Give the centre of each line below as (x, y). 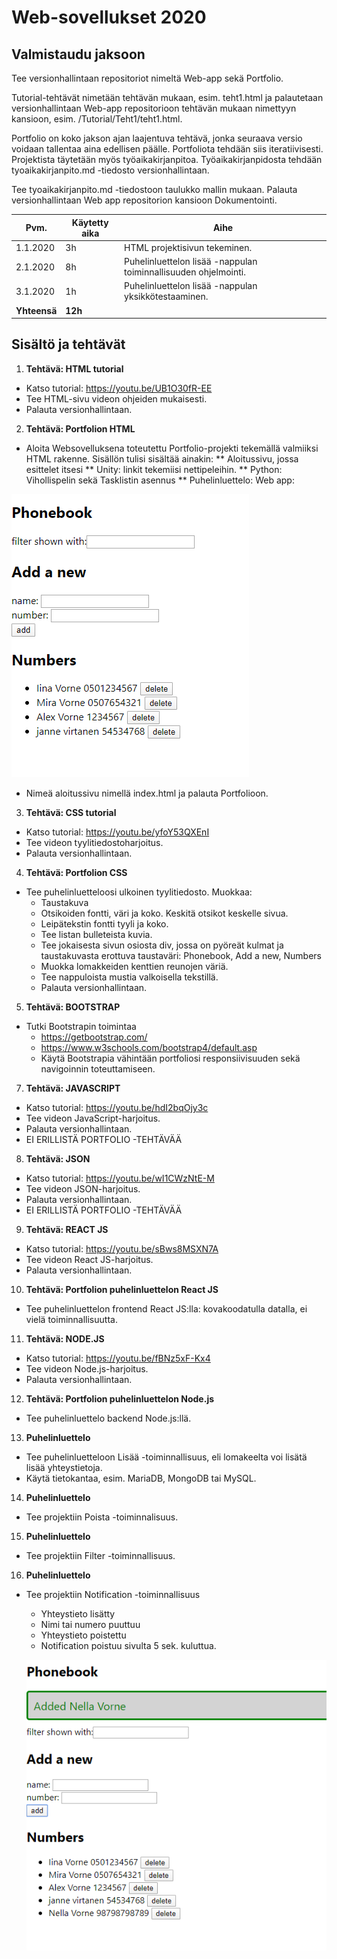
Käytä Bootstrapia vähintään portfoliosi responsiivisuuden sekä (170, 1058)
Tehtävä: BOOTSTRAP (73, 1007)
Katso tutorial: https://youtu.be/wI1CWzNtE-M (120, 1178)
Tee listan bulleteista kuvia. (96, 934)
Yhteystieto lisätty (78, 1613)
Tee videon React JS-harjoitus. (89, 1259)
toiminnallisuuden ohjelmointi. (185, 272)
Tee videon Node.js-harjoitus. (87, 1368)
